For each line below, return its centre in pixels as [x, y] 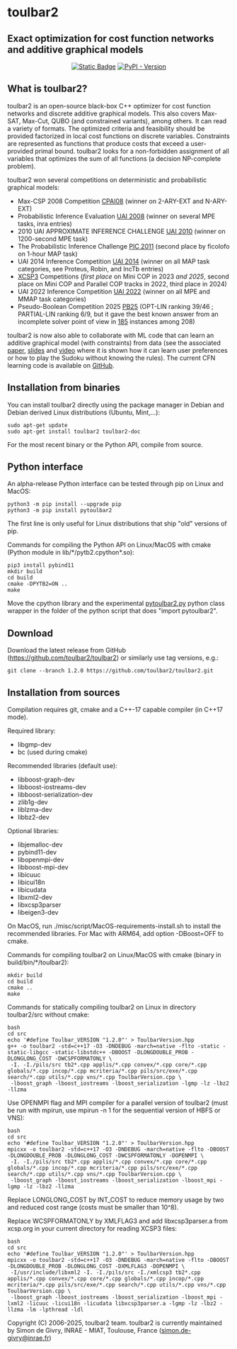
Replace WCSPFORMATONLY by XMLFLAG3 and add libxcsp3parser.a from [118, 1221]
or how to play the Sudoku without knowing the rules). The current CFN [111, 358]
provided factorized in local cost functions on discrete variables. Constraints [118, 136]
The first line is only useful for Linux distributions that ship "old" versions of [117, 524]
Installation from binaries [64, 388]
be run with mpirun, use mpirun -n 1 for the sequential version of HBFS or [114, 1110]
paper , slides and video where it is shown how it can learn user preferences [117, 350]
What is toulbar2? [47, 89]
